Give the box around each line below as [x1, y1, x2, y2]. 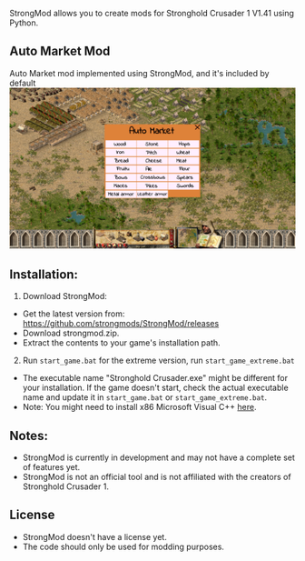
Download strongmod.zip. [22, 327, 120, 339]
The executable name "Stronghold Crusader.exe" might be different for [22, 373, 289, 384]
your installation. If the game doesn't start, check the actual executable [22, 382, 289, 394]
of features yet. [22, 461, 80, 472]
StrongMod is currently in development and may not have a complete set [22, 452, 295, 463]
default [9, 77, 36, 88]
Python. [9, 17, 39, 28]
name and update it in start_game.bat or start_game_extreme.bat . [22, 392, 268, 403]
